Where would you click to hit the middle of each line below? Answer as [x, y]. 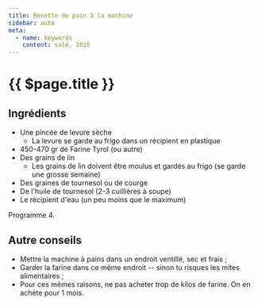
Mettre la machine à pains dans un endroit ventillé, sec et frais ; [123, 259]
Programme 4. [32, 215]
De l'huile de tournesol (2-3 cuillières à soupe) [96, 192]
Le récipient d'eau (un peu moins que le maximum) [103, 200]
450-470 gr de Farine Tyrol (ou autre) [81, 149]
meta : [17, 30]
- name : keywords [44, 38]
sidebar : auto [32, 23]
